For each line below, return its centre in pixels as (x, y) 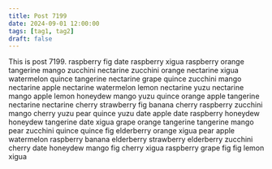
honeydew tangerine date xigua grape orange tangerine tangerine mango (131, 122)
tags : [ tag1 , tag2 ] (41, 31)
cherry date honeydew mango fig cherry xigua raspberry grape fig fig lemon (136, 148)
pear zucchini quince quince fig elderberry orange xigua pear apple (122, 131)
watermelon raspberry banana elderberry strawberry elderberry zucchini (131, 140)
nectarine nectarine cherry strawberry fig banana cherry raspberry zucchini (136, 105)
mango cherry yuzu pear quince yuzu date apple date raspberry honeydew (134, 114)
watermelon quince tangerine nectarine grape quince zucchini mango (125, 79)
